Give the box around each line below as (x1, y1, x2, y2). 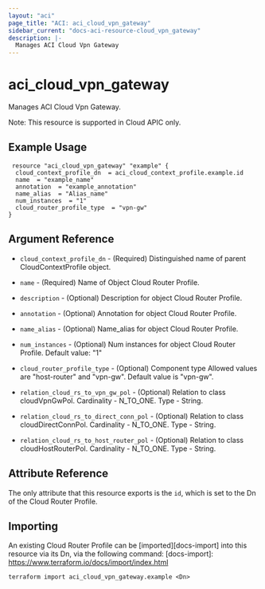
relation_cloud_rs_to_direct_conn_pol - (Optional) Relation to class (19, 411, 244, 421)
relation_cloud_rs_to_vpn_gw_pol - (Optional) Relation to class (19, 387, 226, 397)
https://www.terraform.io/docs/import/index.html (8, 558, 169, 567)
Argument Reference (8, 232, 115, 246)
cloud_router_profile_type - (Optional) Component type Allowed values (19, 363, 258, 373)
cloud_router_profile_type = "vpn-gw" (15, 204, 148, 211)
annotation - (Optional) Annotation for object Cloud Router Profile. (19, 308, 237, 318)
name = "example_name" (15, 176, 94, 184)
